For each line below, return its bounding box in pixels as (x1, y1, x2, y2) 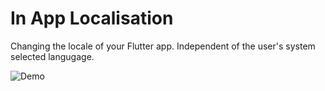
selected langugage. (10, 50, 95, 62)
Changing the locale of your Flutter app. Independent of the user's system (10, 40, 316, 52)
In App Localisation (10, 7, 174, 30)
